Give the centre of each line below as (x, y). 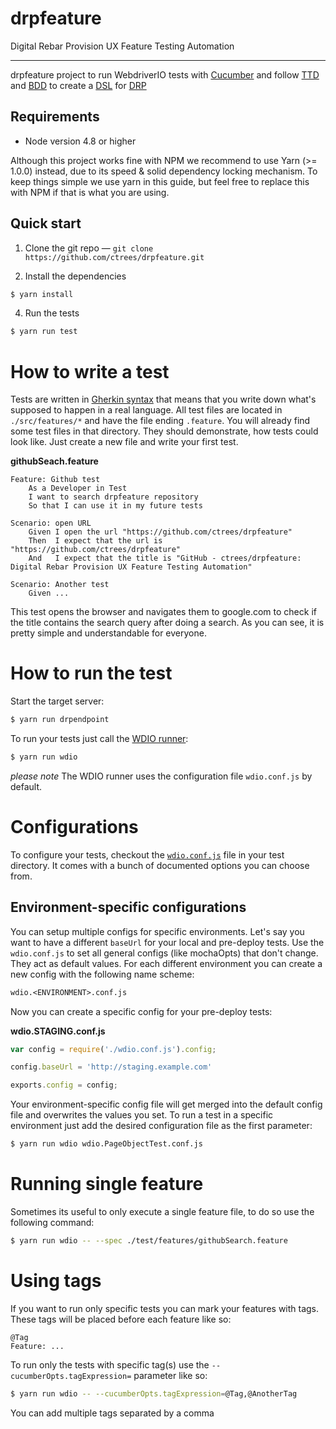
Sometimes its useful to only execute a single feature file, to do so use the (162, 1211)
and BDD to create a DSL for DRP (78, 85)
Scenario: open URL (51, 523)
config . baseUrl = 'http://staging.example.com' (111, 1067)
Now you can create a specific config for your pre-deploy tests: (141, 1011)
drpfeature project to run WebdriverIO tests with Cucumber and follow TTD (165, 74)
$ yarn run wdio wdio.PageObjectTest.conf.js (106, 1144)
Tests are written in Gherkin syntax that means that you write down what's (163, 399)
